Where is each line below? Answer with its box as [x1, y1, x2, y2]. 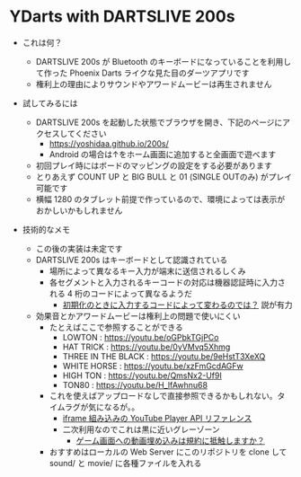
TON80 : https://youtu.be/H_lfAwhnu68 [62, 379, 208, 390]
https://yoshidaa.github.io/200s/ [49, 137, 169, 149]
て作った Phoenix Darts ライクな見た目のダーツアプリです [35, 67, 250, 78]
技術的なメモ [22, 224, 70, 234]
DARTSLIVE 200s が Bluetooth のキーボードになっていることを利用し [35, 56, 292, 66]
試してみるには [22, 97, 78, 109]
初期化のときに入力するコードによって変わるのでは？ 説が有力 [62, 299, 294, 310]
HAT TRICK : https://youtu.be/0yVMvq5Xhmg [62, 341, 231, 352]
